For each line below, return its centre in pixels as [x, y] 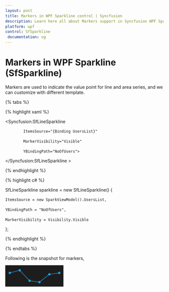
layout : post [19, 11]
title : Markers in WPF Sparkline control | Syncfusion [64, 16]
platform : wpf [20, 27]
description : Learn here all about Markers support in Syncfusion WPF [81, 21]
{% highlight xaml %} [27, 112]
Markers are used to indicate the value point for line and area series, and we [84, 87]
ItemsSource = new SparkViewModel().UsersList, [56, 200]
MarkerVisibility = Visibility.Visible [47, 220]
